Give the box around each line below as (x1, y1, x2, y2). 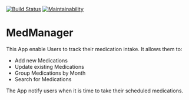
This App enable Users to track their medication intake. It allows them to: (6, 45, 183, 52)
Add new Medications (14, 56, 68, 64)
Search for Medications (14, 75, 72, 82)
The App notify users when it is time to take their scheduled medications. (6, 87, 184, 94)
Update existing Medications (14, 63, 84, 70)
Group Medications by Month (14, 69, 86, 76)
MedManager (6, 26, 74, 39)
